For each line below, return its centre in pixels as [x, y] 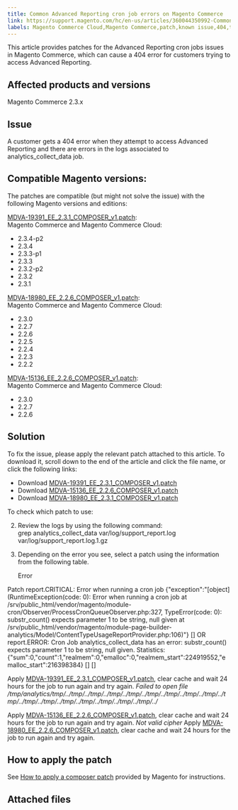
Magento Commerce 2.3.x [45, 102]
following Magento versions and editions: [67, 203]
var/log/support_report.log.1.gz [63, 540]
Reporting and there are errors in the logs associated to [88, 149]
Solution [26, 437]
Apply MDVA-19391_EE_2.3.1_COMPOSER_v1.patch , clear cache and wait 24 [118, 679]
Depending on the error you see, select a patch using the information [118, 554]
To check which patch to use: [50, 512]
